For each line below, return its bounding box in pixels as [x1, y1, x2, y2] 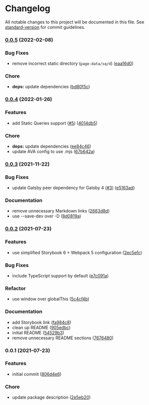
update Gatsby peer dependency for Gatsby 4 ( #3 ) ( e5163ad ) [12, 185, 135, 191]
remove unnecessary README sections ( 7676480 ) [12, 335, 114, 341]
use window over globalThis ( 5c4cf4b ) [12, 296, 90, 302]
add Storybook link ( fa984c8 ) [12, 319, 71, 325]
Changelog [5, 3, 50, 14]
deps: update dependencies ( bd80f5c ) [12, 84, 90, 90]
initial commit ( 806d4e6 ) [12, 371, 62, 377]
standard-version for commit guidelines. [5, 24, 85, 30]
